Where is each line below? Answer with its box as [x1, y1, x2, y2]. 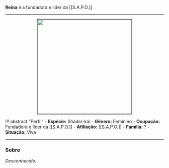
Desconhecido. [5, 158, 37, 164]
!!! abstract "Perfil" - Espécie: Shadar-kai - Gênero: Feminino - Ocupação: [5, 119, 160, 124]
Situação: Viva [5, 129, 36, 135]
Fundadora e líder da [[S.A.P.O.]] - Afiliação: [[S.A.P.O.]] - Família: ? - [5, 124, 150, 130]
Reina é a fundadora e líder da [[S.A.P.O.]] [5, 5, 93, 10]
